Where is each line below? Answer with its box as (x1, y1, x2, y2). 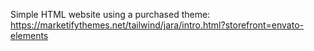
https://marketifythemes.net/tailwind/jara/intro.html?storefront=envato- (10, 19, 304, 31)
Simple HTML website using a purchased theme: (10, 9, 211, 20)
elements (10, 30, 49, 41)
